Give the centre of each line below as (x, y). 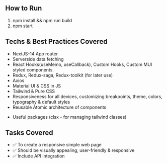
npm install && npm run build (42, 20)
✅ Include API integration (38, 156)
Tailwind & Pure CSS (34, 91)
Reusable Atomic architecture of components (59, 107)
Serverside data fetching (38, 59)
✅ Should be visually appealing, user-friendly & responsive (73, 150)
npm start (22, 26)
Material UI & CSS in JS (37, 86)
